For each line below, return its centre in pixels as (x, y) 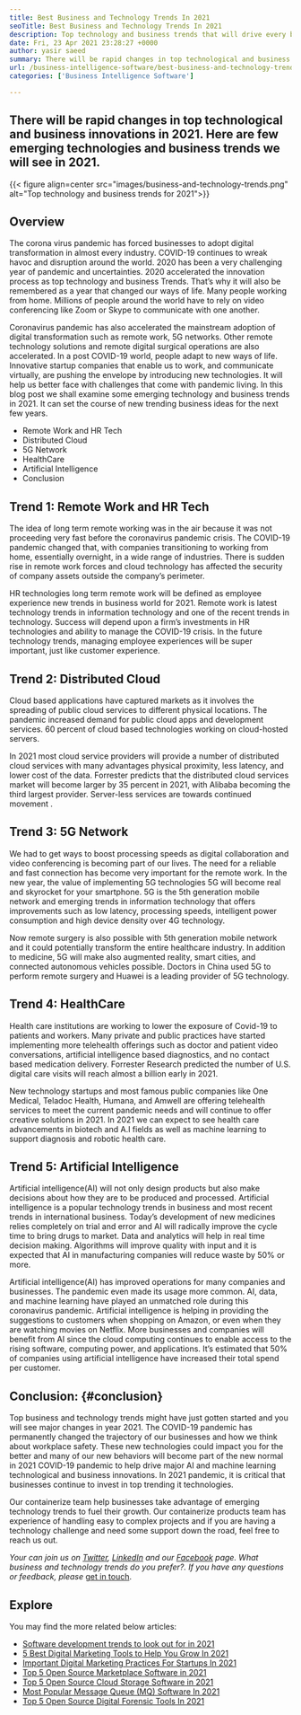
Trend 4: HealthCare (67, 1004)
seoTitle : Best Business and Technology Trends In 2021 (116, 26)
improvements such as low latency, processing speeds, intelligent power (143, 910)
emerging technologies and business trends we (145, 149)
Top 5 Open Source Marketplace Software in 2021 (114, 1673)
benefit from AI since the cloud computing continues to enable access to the (150, 1340)
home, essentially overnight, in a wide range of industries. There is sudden (147, 557)
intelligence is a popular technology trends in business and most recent (141, 1208)
